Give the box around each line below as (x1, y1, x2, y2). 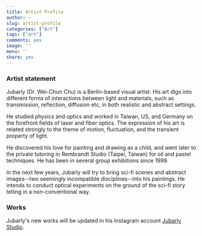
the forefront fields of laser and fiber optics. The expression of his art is (6, 119, 185, 127)
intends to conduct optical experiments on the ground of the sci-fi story (6, 181, 186, 189)
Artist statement (6, 74, 56, 83)
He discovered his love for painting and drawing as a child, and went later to (6, 144, 197, 151)
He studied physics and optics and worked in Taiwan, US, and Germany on (6, 113, 193, 120)
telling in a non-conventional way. (6, 188, 91, 195)
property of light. (6, 132, 49, 139)
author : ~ (6, 15, 32, 21)
